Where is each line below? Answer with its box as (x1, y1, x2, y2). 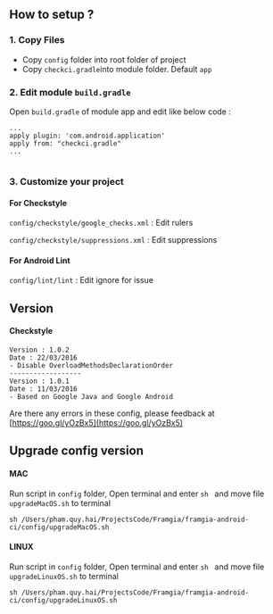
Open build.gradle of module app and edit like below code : (9, 106, 232, 117)
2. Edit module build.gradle (9, 86, 131, 98)
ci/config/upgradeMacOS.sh (9, 522, 110, 532)
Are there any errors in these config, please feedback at (9, 408, 216, 419)
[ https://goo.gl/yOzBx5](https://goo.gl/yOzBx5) (9, 417, 184, 427)
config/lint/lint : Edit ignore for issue (9, 275, 154, 286)
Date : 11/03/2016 (9, 384, 78, 394)
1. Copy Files (9, 34, 65, 46)
